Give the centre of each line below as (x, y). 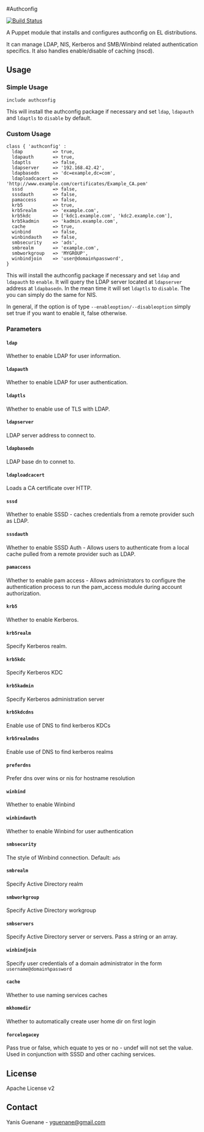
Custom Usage (29, 134)
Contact (22, 1107)
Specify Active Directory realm (45, 884)
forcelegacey (23, 1035)
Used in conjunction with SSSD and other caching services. (81, 1054)
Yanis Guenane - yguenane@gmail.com (56, 1122)
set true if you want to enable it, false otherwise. (67, 313)
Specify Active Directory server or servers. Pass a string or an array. (92, 937)
